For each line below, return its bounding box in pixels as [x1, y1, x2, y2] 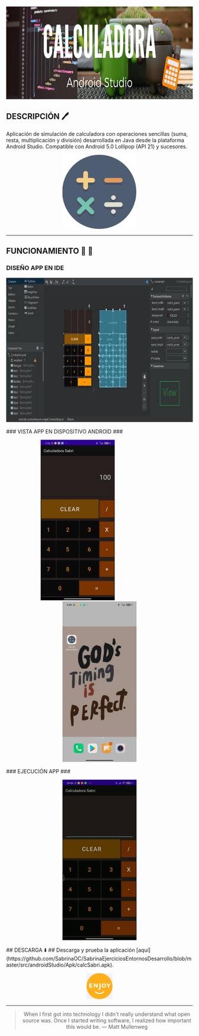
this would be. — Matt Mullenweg [66, 1023, 148, 1030]
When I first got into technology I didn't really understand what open [23, 1011, 191, 1018]
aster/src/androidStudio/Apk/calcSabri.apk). [6, 961, 114, 968]
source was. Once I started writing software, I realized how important [23, 1016, 191, 1024]
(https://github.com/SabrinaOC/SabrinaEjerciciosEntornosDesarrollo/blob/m [6, 955, 192, 962]
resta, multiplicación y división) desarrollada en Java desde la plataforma [6, 136, 185, 144]
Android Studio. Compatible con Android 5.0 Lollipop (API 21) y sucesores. [6, 143, 188, 150]
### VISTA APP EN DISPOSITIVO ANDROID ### [6, 428, 123, 435]
